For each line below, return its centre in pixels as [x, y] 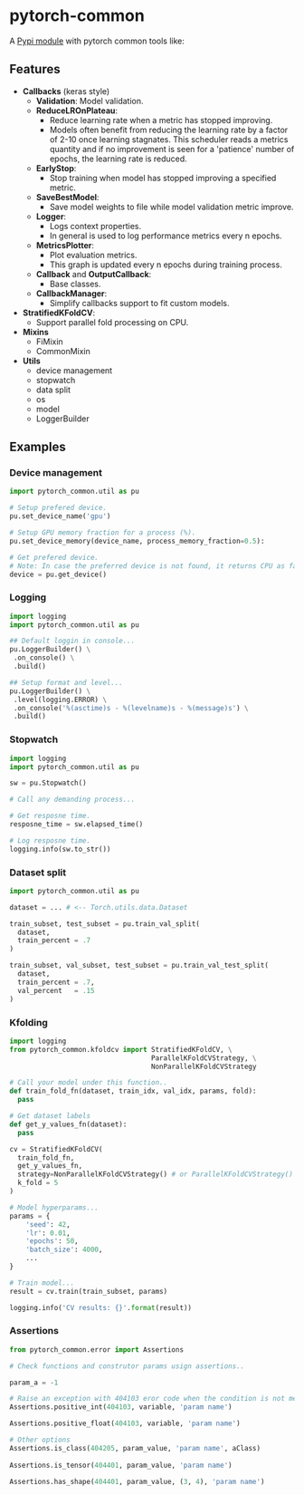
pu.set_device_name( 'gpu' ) [60, 516]
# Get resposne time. [50, 816]
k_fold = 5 [38, 1183]
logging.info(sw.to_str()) [60, 849]
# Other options [40, 1440]
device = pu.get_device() [58, 574]
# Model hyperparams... [54, 1207]
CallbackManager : [71, 293]
